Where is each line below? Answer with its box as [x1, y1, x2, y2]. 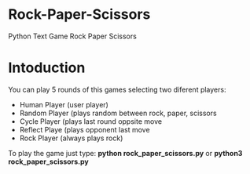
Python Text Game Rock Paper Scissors [8, 31, 138, 41]
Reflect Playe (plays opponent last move [19, 125, 151, 134]
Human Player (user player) [19, 100, 108, 109]
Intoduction [8, 59, 86, 77]
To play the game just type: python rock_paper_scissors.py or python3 [8, 148, 243, 158]
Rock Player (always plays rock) [19, 133, 123, 143]
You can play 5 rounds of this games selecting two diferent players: [8, 85, 226, 94]
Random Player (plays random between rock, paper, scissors [19, 108, 218, 118]
